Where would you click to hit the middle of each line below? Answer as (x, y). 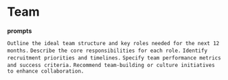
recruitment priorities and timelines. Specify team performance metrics (114, 58)
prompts (20, 31)
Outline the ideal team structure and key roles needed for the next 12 (113, 43)
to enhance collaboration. (46, 71)
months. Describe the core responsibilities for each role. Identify (107, 51)
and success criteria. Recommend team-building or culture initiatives (111, 65)
